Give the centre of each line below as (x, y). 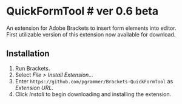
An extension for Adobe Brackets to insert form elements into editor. (92, 28)
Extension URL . (34, 88)
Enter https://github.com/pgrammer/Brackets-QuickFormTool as (94, 81)
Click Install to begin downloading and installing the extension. (93, 94)
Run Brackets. (32, 68)
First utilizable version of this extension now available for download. (91, 34)
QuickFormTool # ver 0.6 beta (83, 11)
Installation (28, 54)
